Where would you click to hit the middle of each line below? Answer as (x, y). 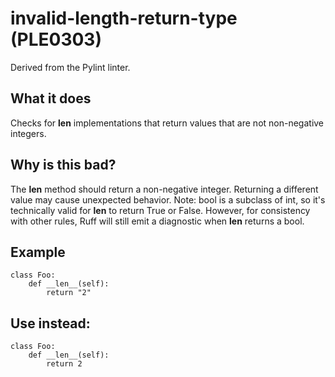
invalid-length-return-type (124, 18)
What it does (51, 98)
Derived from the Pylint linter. (70, 67)
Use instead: (50, 323)
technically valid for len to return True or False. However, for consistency (160, 210)
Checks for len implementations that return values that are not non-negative (167, 123)
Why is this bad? (63, 165)
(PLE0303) (56, 39)
